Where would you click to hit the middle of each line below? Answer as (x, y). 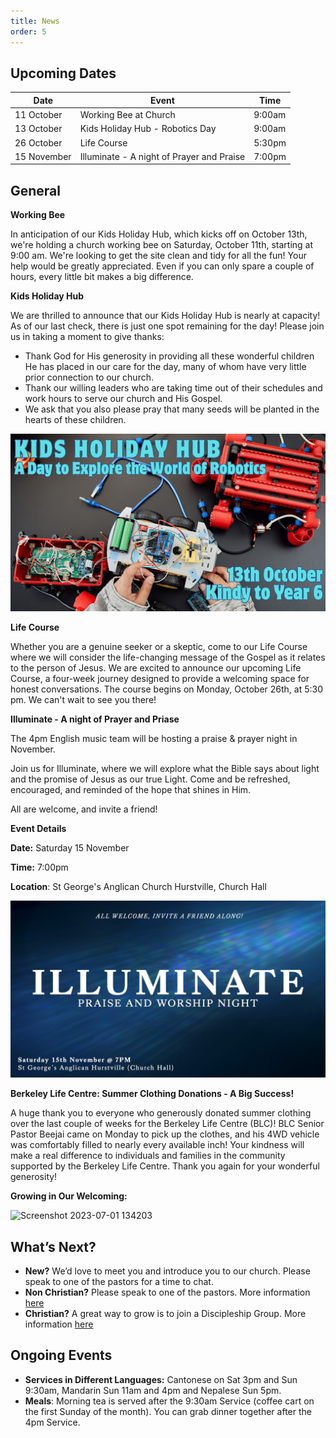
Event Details (38, 828)
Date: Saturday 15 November (70, 847)
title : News (35, 21)
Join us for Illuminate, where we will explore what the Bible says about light (165, 768)
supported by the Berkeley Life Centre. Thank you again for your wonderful (165, 1166)
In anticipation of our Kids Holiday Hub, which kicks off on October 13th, (159, 234)
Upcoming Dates (63, 73)
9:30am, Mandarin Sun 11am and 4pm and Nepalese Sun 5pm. (153, 1390)
